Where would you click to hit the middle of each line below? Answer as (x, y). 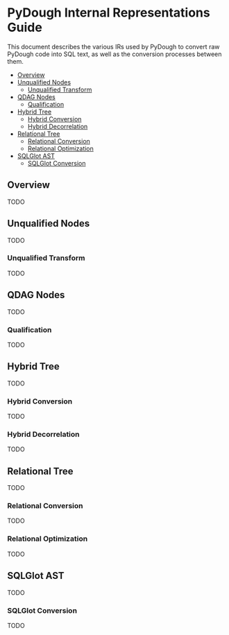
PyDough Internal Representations (109, 13)
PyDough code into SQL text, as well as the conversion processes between (114, 54)
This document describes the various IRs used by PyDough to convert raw (113, 46)
